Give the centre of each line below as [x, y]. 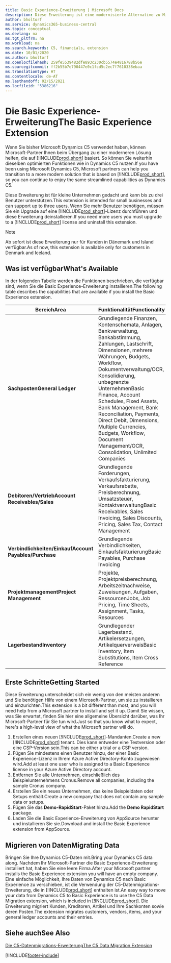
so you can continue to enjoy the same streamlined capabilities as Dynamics [85, 180]
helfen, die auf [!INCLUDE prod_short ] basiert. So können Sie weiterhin [79, 158]
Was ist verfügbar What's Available [62, 268]
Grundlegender [117, 626]
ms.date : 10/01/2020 [27, 53]
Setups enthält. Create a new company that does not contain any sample [88, 797]
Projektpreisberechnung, [128, 579]
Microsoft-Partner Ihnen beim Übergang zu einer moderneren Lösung [78, 152]
